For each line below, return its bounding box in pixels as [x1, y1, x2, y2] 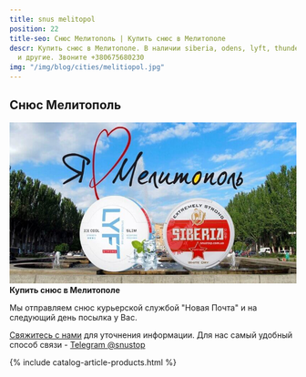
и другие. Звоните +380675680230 [17, 53, 145, 63]
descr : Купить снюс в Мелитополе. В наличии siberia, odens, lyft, [9, 44, 271, 53]
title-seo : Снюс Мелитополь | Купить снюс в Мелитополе [9, 34, 226, 43]
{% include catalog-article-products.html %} [9, 356, 178, 368]
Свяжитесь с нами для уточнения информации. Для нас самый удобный [9, 329, 293, 341]
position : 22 [9, 24, 59, 34]
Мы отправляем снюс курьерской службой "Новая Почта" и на [9, 301, 258, 313]
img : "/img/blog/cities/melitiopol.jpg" [9, 63, 166, 72]
